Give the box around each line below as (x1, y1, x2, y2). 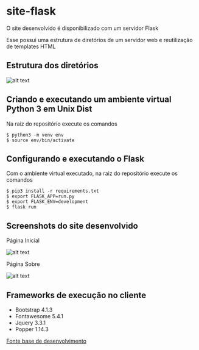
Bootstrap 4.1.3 (15, 306, 53, 313)
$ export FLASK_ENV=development (6, 199, 88, 205)
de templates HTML (6, 43, 56, 50)
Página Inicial (6, 237, 40, 245)
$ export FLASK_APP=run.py (6, 193, 75, 199)
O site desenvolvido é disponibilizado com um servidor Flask (6, 24, 159, 32)
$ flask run (6, 204, 37, 210)
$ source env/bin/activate (6, 137, 75, 143)
